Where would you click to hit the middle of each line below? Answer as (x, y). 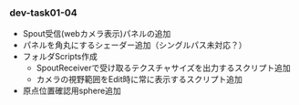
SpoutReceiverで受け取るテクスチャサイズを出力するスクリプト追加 (163, 68)
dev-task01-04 (43, 13)
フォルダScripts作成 (60, 57)
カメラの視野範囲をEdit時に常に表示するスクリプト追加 (139, 79)
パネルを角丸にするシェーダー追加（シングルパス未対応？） (134, 45)
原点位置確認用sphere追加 (72, 91)
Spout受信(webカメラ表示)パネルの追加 (97, 34)
